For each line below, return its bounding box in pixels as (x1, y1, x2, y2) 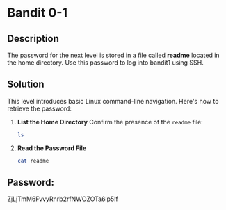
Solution (7, 79, 45, 90)
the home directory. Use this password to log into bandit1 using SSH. (7, 58, 204, 67)
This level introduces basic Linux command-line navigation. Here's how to (7, 97, 219, 105)
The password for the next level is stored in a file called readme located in (7, 51, 220, 59)
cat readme (17, 157, 49, 164)
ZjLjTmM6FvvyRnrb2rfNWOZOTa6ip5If (7, 195, 118, 203)
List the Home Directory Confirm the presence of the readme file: (17, 118, 203, 126)
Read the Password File (17, 144, 87, 152)
